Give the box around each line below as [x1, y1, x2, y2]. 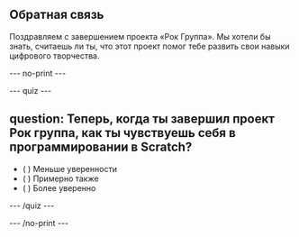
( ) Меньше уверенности [22, 163, 117, 174]
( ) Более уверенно [22, 182, 96, 193]
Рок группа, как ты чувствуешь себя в [9, 125, 236, 141]
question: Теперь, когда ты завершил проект [9, 112, 275, 127]
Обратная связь [9, 7, 104, 23]
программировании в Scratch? [9, 140, 193, 155]
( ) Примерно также [22, 173, 99, 184]
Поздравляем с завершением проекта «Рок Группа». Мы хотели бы [9, 31, 271, 41]
